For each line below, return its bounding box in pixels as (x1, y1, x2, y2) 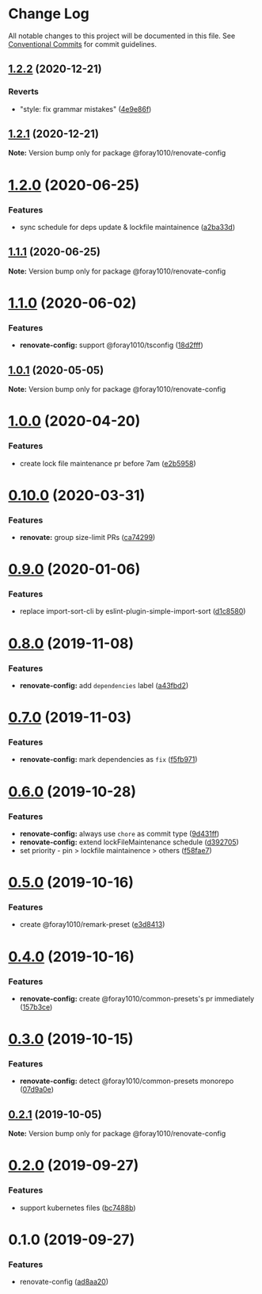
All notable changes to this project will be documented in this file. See (8, 31, 236, 40)
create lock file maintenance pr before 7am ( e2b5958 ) (19, 458, 196, 468)
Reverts (8, 86, 40, 98)
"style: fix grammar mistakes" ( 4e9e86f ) (19, 104, 152, 113)
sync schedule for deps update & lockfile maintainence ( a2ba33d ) (19, 222, 236, 232)
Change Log (8, 5, 89, 23)
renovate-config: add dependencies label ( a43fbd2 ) (19, 680, 189, 690)
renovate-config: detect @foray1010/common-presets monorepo (19, 1076, 234, 1086)
